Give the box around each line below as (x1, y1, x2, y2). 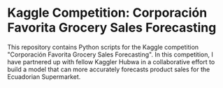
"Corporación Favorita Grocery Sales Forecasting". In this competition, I (7, 50, 213, 59)
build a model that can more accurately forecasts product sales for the (7, 65, 210, 73)
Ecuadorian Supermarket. (7, 72, 81, 81)
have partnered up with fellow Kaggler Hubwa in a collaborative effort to (7, 57, 215, 66)
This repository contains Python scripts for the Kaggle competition (7, 43, 199, 51)
